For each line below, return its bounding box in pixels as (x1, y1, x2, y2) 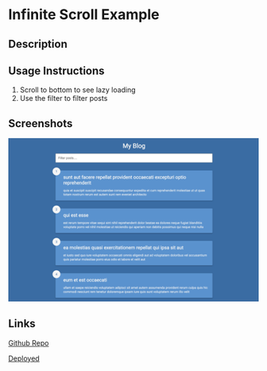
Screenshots (8, 117, 73, 130)
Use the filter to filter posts (19, 94, 108, 103)
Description (8, 37, 68, 51)
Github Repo (8, 338, 49, 347)
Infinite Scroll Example (8, 6, 160, 24)
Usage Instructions (8, 64, 105, 77)
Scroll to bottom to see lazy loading (19, 85, 137, 95)
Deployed (8, 354, 40, 363)
